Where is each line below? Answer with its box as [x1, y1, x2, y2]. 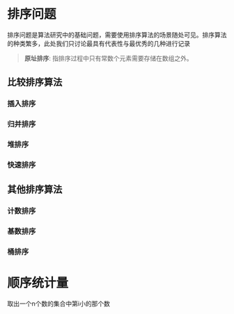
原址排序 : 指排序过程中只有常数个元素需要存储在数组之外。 [24, 53, 193, 63]
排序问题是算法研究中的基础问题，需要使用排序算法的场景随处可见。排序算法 [7, 31, 227, 39]
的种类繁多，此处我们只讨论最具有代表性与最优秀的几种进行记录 [7, 39, 190, 47]
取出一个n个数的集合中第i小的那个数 [7, 299, 110, 308]
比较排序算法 [7, 76, 63, 88]
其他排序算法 [7, 183, 63, 195]
